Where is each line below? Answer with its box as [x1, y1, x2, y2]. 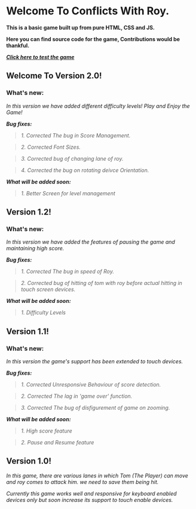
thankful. [6, 42, 30, 49]
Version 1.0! [6, 456, 52, 467]
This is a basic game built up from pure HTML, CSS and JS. [6, 24, 155, 31]
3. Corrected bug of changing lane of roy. [20, 155, 124, 162]
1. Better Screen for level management [20, 189, 115, 197]
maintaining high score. [6, 245, 65, 252]
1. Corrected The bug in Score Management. [20, 131, 131, 139]
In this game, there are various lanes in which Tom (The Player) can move [6, 472, 188, 479]
